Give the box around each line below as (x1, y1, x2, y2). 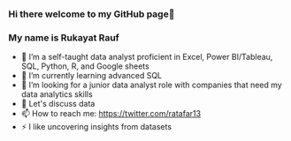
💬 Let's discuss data (20, 99, 96, 109)
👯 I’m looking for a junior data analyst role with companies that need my (20, 79, 282, 91)
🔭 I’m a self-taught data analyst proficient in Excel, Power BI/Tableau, (20, 52, 273, 63)
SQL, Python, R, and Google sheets (20, 61, 149, 71)
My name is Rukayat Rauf (8, 31, 120, 43)
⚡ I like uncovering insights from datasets (20, 122, 172, 132)
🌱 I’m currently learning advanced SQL (20, 70, 163, 81)
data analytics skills (20, 89, 94, 100)
